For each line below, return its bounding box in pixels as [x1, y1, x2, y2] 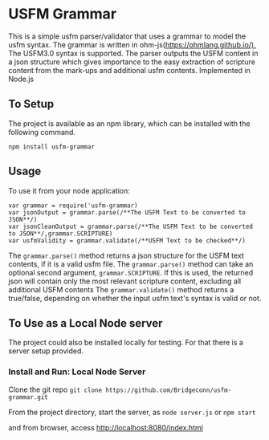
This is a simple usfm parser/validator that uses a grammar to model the [8, 31, 247, 41]
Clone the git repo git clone [8, 385, 103, 394]
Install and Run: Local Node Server [8, 366, 146, 377]
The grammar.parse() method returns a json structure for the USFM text [8, 251, 245, 260]
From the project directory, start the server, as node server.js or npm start [8, 407, 256, 417]
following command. [8, 127, 76, 136]
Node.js [8, 74, 35, 84]
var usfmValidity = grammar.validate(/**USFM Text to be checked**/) [8, 236, 247, 245]
